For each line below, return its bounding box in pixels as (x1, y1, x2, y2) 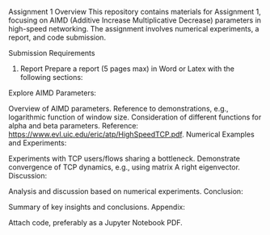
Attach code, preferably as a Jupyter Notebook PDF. (8, 218, 184, 227)
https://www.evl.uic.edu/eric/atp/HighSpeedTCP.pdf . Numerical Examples (8, 129, 255, 139)
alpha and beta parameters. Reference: (8, 121, 139, 130)
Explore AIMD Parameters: (8, 88, 97, 98)
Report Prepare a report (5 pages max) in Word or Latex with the (19, 64, 234, 73)
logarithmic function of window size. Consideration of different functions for (8, 112, 262, 122)
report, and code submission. (8, 32, 107, 42)
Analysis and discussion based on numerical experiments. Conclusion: (8, 187, 244, 196)
